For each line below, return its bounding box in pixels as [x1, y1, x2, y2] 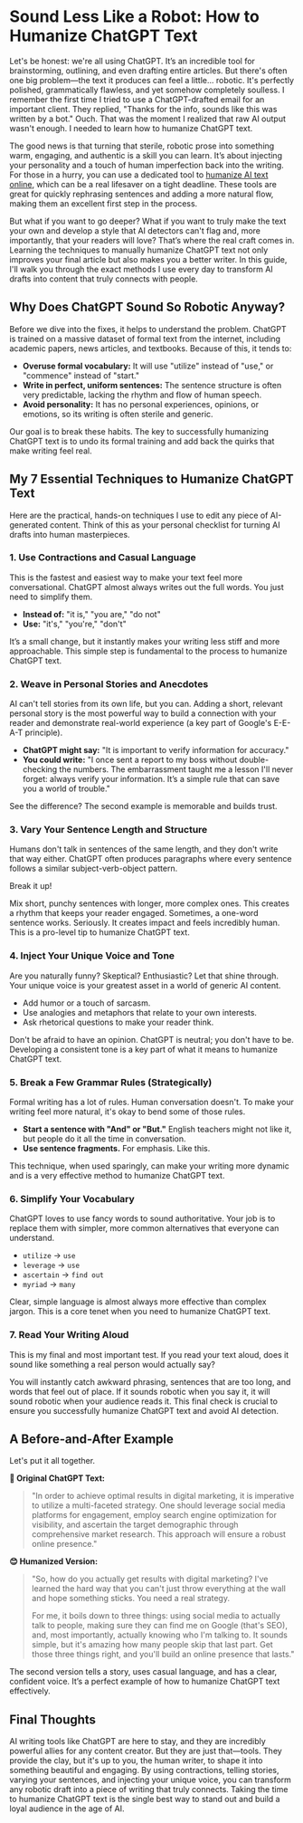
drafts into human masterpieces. [9, 529, 130, 539]
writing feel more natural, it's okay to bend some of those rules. [9, 1106, 246, 1117]
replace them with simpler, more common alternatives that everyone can [9, 1223, 279, 1234]
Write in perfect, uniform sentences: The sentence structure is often [22, 379, 282, 390]
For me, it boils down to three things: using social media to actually [31, 1610, 280, 1621]
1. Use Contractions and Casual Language [9, 551, 196, 564]
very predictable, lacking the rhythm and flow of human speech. [22, 389, 262, 400]
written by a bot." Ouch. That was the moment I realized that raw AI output [9, 113, 287, 124]
